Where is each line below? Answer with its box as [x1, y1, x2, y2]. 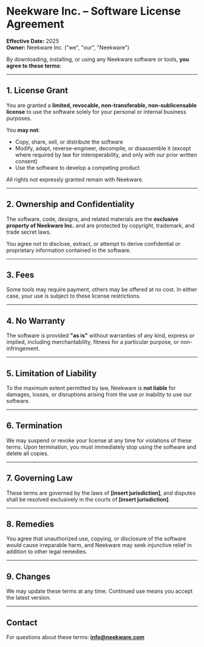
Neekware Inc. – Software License [6, 4, 181, 18]
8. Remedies [6, 519, 55, 530]
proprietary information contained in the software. [6, 247, 132, 254]
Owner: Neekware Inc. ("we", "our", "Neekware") [6, 44, 129, 51]
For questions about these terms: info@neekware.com [6, 634, 144, 641]
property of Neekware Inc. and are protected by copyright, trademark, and [6, 222, 195, 229]
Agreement [6, 17, 64, 31]
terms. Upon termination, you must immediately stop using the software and [6, 443, 197, 450]
